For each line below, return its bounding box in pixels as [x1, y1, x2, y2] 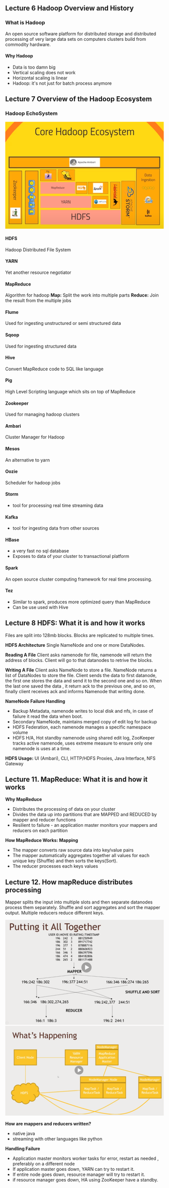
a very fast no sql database [12, 548, 69, 554]
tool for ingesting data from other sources [12, 525, 100, 531]
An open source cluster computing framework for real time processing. [5, 576, 152, 582]
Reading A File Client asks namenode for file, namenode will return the [5, 652, 152, 658]
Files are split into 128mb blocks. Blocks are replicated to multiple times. [5, 632, 154, 638]
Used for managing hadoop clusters [5, 411, 80, 418]
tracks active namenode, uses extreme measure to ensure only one [12, 740, 152, 746]
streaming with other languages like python [12, 1136, 103, 1142]
